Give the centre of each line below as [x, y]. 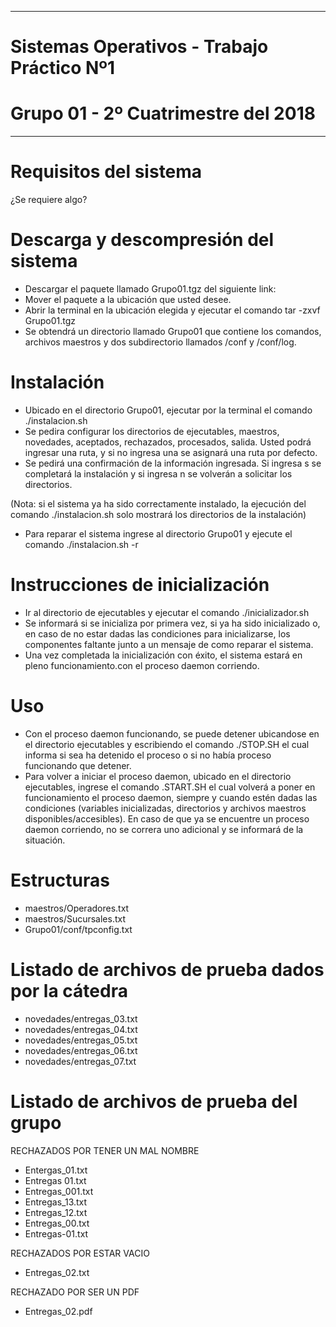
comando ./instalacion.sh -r [81, 544]
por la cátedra [69, 990]
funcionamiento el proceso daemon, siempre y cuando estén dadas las [171, 797]
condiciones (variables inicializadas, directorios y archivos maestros [165, 808]
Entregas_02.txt [57, 1272]
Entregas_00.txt [57, 1223]
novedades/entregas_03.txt [81, 1018]
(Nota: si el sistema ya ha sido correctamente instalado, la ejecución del [158, 503]
